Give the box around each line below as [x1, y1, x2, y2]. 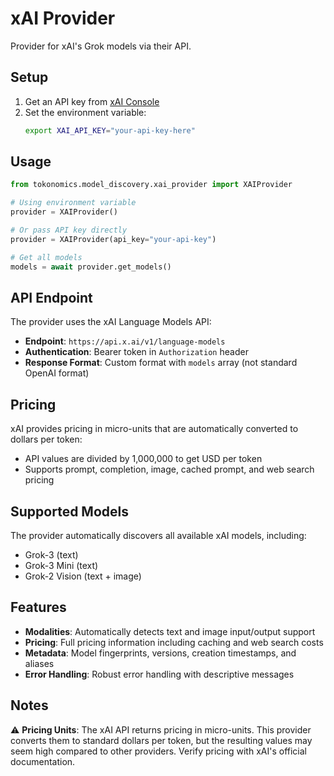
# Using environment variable [10, 198, 137, 208]
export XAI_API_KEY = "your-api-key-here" [24, 125, 196, 136]
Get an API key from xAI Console [24, 95, 160, 107]
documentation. [10, 755, 76, 767]
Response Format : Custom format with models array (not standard [24, 357, 298, 369]
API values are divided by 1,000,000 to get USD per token [24, 453, 263, 465]
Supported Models [10, 503, 129, 520]
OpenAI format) [24, 367, 90, 379]
